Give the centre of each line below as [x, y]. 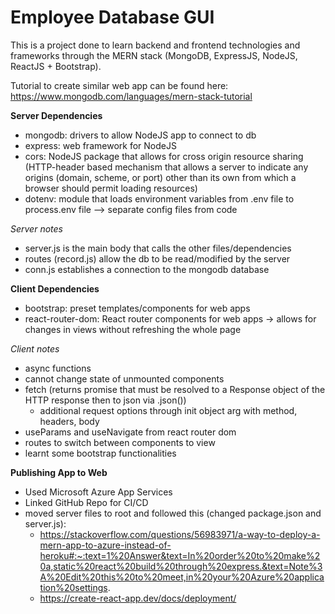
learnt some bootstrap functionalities [100, 453]
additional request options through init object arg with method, [168, 410]
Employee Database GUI [112, 17]
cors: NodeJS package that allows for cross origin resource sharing [164, 156]
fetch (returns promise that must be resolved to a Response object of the [175, 389]
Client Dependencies [55, 288]
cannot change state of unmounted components [124, 378]
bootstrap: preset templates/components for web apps [137, 308]
